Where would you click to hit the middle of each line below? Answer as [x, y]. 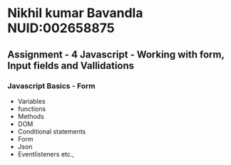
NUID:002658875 [61, 28]
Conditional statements [52, 131]
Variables [31, 101]
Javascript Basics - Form [52, 85]
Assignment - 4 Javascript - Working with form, [116, 54]
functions [32, 109]
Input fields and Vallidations [71, 65]
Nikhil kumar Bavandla [75, 13]
